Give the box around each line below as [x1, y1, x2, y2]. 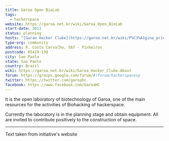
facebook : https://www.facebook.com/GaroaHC [5, 82, 100, 87]
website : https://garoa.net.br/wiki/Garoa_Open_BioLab [5, 21, 123, 27]
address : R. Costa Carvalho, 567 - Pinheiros [5, 45, 102, 50]
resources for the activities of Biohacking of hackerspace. [5, 101, 125, 107]
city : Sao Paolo [5, 54, 39, 59]
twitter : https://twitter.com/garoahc [5, 78, 87, 83]
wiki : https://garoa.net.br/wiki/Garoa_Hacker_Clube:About [5, 68, 132, 74]
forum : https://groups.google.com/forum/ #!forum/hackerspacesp [5, 73, 141, 78]
